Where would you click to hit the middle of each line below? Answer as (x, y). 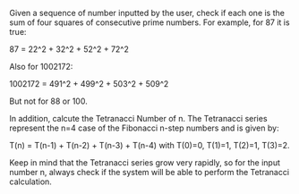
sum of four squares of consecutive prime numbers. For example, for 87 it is (149, 22)
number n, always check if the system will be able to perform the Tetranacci (149, 172)
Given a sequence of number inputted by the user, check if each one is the (147, 13)
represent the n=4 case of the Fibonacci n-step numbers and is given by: (144, 128)
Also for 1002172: (41, 67)
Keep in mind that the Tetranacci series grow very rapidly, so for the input (145, 163)
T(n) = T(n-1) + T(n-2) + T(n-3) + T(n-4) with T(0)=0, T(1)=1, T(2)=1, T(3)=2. (149, 145)
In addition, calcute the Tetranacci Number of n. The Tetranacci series (138, 118)
